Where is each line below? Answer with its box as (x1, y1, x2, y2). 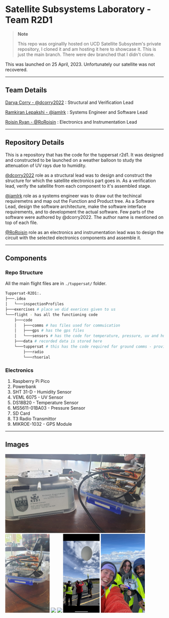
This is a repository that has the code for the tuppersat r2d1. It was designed (5, 151, 164, 157)
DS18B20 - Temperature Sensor (12, 400, 79, 406)
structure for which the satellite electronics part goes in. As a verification (5, 178, 156, 184)
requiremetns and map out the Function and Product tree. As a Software (5, 198, 155, 204)
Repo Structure (5, 269, 43, 276)
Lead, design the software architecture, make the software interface (5, 203, 146, 209)
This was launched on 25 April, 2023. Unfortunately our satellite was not (5, 61, 155, 67)
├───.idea (5, 296, 26, 301)
